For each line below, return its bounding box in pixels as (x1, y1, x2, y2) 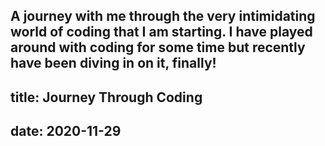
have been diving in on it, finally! (10, 55, 217, 72)
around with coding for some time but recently (10, 39, 306, 56)
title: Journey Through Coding (10, 89, 203, 106)
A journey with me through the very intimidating (10, 8, 316, 25)
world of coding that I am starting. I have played (10, 24, 313, 41)
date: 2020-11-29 (10, 123, 122, 140)
